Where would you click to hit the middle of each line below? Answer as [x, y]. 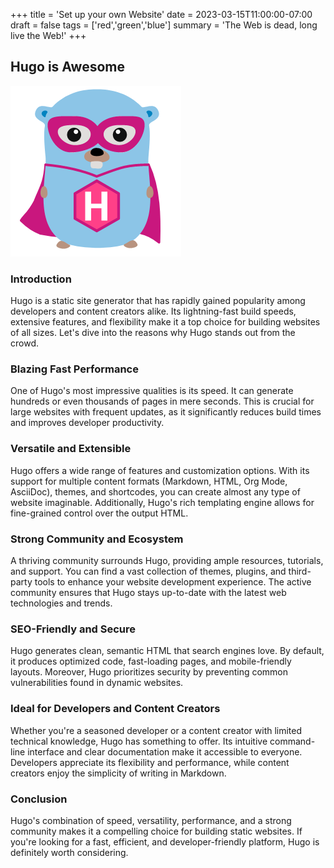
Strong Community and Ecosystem [97, 539]
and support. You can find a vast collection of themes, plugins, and [148, 571]
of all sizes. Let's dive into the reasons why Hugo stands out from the [153, 333]
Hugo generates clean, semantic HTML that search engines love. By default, [167, 651]
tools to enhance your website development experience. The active [173, 582]
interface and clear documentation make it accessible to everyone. [165, 751]
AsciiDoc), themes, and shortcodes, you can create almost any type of [155, 491]
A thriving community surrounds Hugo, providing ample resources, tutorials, [167, 560]
